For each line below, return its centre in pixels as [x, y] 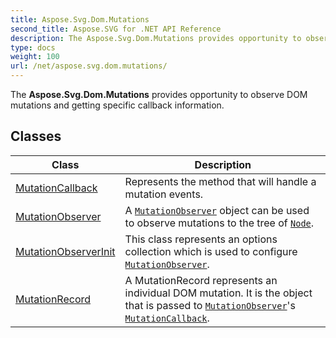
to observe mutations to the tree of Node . [219, 223]
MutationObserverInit [65, 251]
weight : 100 [35, 57]
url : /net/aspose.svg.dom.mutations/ [89, 66]
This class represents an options [201, 239]
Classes [36, 136]
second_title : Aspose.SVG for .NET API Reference [116, 29]
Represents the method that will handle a [220, 181]
